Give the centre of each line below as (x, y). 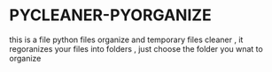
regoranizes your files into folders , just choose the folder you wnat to (136, 48)
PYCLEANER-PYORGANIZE (110, 15)
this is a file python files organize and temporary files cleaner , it (126, 40)
